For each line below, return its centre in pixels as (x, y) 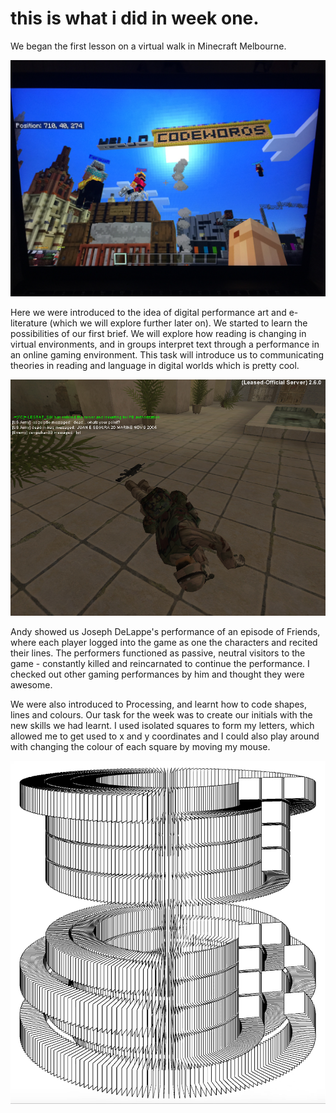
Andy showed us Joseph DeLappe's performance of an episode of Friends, (165, 631)
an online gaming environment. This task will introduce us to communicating (167, 354)
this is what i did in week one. (135, 18)
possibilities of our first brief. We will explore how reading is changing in (158, 333)
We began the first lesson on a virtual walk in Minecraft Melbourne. (148, 46)
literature (29, 323)
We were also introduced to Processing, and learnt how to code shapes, (158, 704)
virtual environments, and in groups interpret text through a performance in (165, 344)
